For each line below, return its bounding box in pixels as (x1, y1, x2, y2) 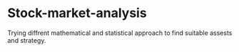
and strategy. (7, 36, 46, 44)
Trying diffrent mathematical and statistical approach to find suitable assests (7, 28, 233, 37)
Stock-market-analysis (7, 5, 148, 21)
